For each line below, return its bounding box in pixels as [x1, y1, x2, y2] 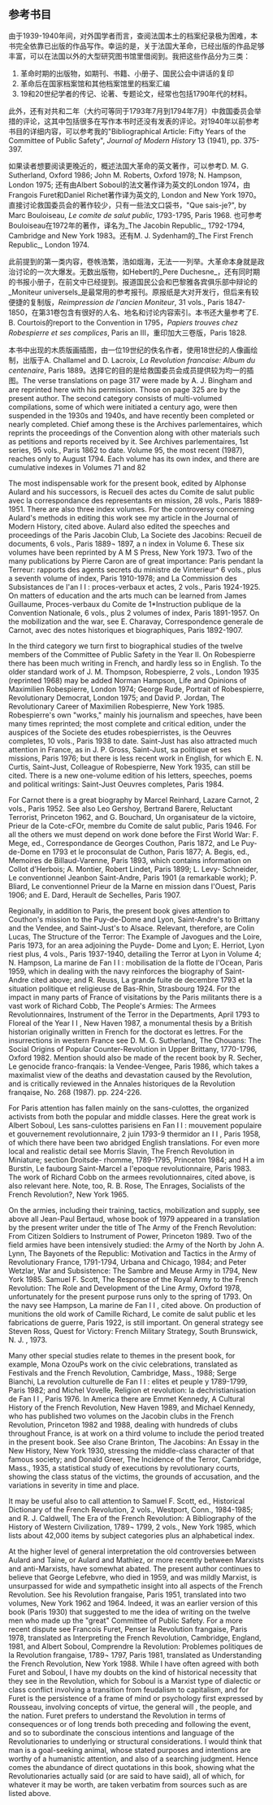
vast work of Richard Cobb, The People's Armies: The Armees [8, 1001, 217, 1010]
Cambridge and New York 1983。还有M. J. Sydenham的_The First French [8, 230, 253, 240]
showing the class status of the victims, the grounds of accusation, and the [8, 1471, 260, 1481]
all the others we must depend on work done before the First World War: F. [8, 829, 258, 839]
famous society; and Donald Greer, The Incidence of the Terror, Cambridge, [8, 1454, 262, 1464]
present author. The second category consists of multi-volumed [8, 393, 223, 403]
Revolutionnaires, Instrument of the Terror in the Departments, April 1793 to [8, 1009, 260, 1019]
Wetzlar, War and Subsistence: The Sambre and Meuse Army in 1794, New [8, 1266, 258, 1275]
